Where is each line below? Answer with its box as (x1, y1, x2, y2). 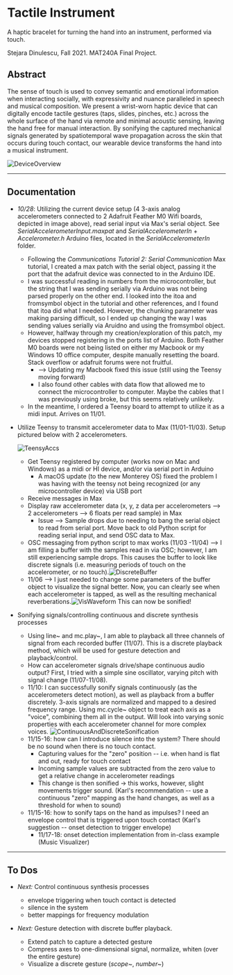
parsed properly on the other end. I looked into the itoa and (27, 291, 197, 300)
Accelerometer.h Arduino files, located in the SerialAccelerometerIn (17, 234, 210, 242)
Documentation (7, 186, 76, 198)
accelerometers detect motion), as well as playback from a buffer (27, 690, 214, 698)
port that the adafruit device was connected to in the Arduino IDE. (27, 269, 216, 278)
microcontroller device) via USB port (37, 487, 142, 495)
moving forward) (37, 372, 86, 381)
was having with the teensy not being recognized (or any (37, 479, 201, 487)
